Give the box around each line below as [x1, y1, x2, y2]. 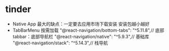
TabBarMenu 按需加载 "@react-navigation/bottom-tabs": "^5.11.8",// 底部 [12, 27, 164, 33]
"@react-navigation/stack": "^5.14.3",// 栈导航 [12, 39, 108, 46]
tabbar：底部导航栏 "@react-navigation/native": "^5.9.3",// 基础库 [12, 33, 150, 39]
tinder [5, 4, 31, 15]
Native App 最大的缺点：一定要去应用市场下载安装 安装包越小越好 [12, 21, 150, 27]
